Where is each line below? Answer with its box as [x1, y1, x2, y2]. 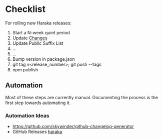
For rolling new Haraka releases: [5, 20, 71, 26]
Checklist [5, 3, 46, 15]
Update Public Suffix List [12, 40, 63, 46]
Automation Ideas [5, 112, 49, 119]
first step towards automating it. [5, 100, 71, 106]
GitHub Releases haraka [12, 129, 62, 135]
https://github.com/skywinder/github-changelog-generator [12, 124, 134, 130]
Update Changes [12, 35, 47, 41]
